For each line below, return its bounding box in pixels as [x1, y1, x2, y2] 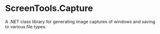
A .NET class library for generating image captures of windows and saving [5, 19, 156, 24]
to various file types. [5, 23, 47, 29]
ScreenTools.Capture [5, 3, 93, 14]
